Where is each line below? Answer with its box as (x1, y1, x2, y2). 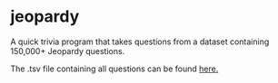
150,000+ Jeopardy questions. (10, 45, 125, 56)
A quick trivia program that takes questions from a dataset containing (10, 36, 270, 47)
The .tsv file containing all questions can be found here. (10, 63, 219, 74)
